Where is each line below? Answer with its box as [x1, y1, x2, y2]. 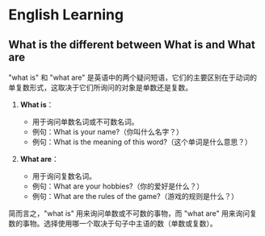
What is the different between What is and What [8, 38, 256, 52]
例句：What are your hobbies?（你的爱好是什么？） [32, 181, 204, 191]
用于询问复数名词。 [32, 172, 97, 180]
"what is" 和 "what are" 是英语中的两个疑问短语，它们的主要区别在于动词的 [8, 72, 257, 82]
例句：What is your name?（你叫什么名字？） [32, 127, 183, 136]
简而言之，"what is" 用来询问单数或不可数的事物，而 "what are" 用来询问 [8, 209, 250, 218]
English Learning [8, 6, 124, 24]
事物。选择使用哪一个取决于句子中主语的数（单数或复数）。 [22, 219, 217, 228]
